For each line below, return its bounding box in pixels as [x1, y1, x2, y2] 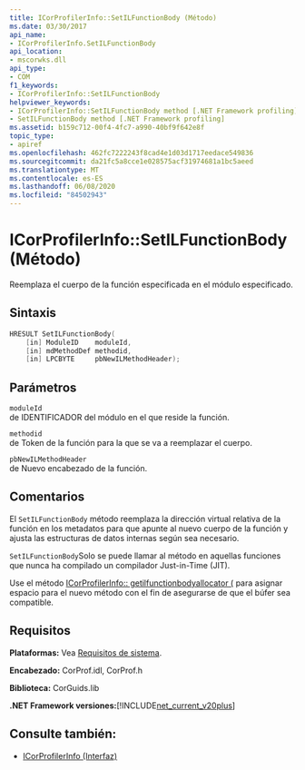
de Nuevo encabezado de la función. [9, 463, 148, 474]
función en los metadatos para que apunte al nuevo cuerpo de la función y [9, 523, 289, 534]
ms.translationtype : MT [9, 165, 100, 174]
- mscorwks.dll [9, 55, 67, 64]
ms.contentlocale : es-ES [9, 173, 103, 183]
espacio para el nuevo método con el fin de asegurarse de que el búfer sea [9, 587, 290, 597]
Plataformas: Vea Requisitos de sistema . [9, 647, 162, 658]
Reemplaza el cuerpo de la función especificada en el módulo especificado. [9, 279, 293, 290]
